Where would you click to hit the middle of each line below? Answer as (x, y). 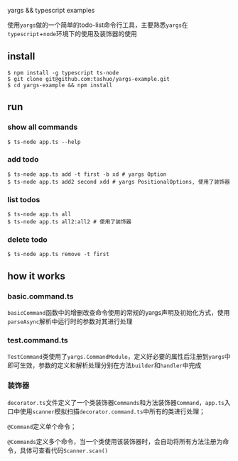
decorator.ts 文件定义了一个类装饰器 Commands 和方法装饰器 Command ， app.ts (116, 402)
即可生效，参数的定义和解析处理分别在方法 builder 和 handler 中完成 (104, 365)
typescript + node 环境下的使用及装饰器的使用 (72, 34)
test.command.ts (38, 340)
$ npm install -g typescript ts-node (63, 73)
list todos (24, 199)
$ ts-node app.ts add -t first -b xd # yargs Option (87, 174)
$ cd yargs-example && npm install (60, 85)
